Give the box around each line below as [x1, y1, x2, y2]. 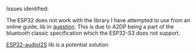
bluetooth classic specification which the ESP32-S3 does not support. [6, 29, 181, 37]
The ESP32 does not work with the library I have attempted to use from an [6, 17, 191, 23]
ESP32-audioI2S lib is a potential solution [6, 41, 109, 48]
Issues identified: [6, 5, 49, 12]
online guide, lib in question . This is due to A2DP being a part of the [6, 23, 174, 30]
